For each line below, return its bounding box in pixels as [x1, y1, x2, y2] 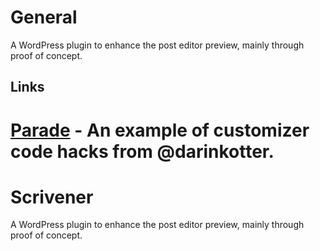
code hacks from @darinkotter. [10, 140, 275, 163]
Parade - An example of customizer [10, 119, 310, 141]
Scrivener [10, 186, 94, 208]
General [10, 6, 78, 29]
